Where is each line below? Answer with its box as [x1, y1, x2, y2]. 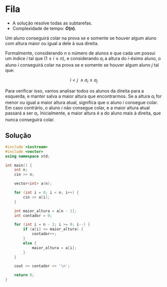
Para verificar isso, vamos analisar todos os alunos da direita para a [5, 87, 144, 93]
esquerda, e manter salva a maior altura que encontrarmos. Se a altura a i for [5, 93, 162, 100]
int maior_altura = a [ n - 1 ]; [14, 208, 77, 213]
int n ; [14, 167, 28, 172]
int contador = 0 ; [14, 213, 52, 218]
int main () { [5, 162, 32, 168]
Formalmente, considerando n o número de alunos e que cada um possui [5, 50, 156, 56]
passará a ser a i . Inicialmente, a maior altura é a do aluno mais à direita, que [5, 110, 161, 117]
